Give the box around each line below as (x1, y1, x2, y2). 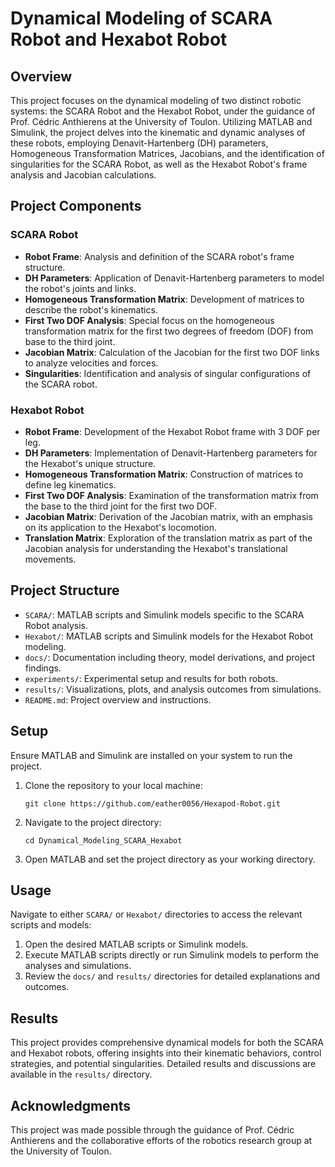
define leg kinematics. (24, 478, 117, 491)
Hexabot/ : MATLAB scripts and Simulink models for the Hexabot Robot (24, 630, 314, 642)
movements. (24, 553, 77, 565)
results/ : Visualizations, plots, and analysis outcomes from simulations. (24, 683, 322, 695)
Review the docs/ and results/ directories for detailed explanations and (24, 970, 321, 982)
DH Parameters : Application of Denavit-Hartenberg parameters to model (24, 272, 325, 284)
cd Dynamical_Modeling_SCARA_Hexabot (24, 835, 183, 846)
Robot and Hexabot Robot (10, 28, 228, 51)
